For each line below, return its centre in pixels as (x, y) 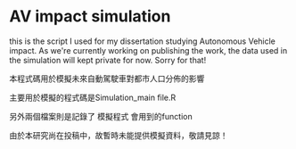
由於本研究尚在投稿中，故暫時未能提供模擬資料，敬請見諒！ (119, 135)
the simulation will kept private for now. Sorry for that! (108, 60)
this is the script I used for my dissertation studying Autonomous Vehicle (143, 41)
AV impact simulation (90, 17)
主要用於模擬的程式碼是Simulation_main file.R (93, 97)
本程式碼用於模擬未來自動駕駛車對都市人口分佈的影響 (107, 79)
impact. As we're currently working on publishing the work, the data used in (148, 50)
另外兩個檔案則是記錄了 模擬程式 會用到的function (101, 116)
